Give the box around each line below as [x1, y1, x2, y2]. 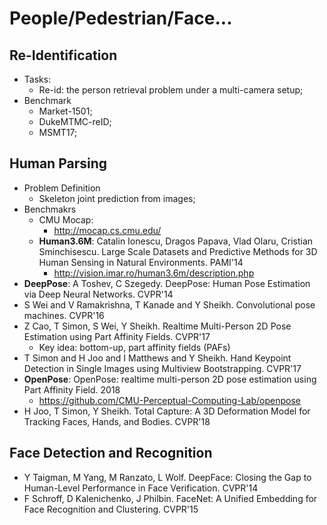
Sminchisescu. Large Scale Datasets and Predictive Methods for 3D [38, 245, 318, 257]
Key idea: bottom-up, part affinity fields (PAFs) [38, 341, 231, 353]
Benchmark [23, 95, 72, 106]
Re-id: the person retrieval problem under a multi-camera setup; [38, 84, 304, 96]
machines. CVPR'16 [23, 309, 105, 321]
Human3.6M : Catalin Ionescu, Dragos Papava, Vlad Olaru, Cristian [38, 235, 314, 247]
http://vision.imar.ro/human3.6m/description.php [53, 267, 255, 279]
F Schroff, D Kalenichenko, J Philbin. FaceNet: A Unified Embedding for [23, 492, 318, 504]
